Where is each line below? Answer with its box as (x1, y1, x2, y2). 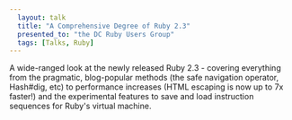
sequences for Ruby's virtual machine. (9, 100, 152, 112)
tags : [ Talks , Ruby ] (17, 38, 94, 47)
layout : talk (17, 13, 66, 22)
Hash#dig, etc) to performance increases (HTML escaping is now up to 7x (9, 81, 284, 92)
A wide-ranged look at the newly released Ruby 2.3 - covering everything (9, 63, 281, 73)
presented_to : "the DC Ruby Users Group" (17, 30, 175, 39)
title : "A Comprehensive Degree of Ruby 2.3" (17, 21, 191, 30)
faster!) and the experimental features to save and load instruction (9, 91, 254, 102)
